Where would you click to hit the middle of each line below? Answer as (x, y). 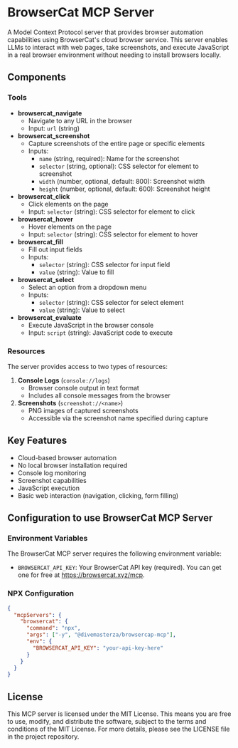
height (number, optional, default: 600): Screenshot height (125, 189)
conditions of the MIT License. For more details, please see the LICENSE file (119, 729)
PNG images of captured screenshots (83, 410)
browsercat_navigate (50, 113)
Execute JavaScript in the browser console (91, 325)
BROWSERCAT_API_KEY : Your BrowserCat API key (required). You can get (119, 568)
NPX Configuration (41, 593)
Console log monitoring (52, 473)
